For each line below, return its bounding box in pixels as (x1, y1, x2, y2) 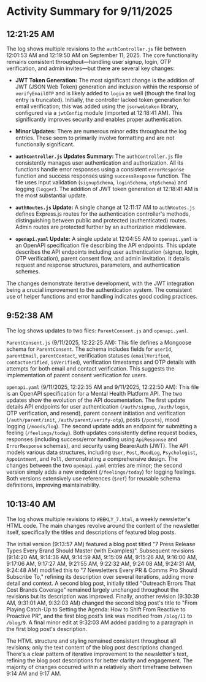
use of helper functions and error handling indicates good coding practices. (6, 293, 198, 300)
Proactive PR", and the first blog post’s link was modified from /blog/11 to (6, 612, 193, 619)
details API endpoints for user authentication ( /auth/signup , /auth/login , (6, 402, 190, 410)
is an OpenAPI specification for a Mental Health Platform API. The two (6, 390, 183, 397)
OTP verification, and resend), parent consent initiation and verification (6, 409, 186, 417)
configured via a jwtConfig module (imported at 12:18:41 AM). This (15, 109, 183, 116)
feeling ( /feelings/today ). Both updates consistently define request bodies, (6, 429, 197, 436)
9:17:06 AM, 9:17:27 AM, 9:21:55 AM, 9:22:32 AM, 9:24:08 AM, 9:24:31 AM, (6, 560, 196, 567)
